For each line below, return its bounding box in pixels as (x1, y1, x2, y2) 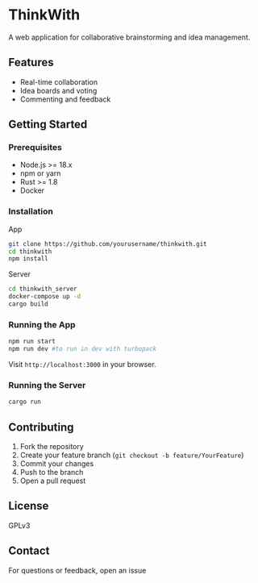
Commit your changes (19, 459, 94, 468)
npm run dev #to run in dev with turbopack (8, 345, 157, 353)
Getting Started (8, 118, 88, 131)
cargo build (8, 300, 48, 308)
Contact (8, 544, 50, 558)
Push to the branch (19, 468, 84, 477)
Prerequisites (8, 142, 62, 153)
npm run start (8, 337, 56, 346)
